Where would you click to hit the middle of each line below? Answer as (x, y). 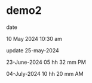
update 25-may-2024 (33, 50)
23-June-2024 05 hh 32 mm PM (46, 62)
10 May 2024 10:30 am (34, 38)
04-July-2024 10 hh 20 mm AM (45, 73)
